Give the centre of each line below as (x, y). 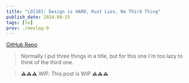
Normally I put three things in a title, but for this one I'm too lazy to (102, 56)
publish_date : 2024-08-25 (38, 17)
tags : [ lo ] (20, 22)
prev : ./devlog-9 (28, 28)
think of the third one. (47, 62)
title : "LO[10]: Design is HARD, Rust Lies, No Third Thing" (84, 11)
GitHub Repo (22, 45)
